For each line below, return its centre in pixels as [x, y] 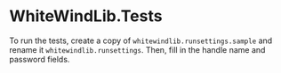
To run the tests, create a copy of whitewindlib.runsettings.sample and [141, 40]
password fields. [40, 59]
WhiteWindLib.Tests [86, 16]
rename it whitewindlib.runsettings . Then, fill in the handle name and [137, 49]
